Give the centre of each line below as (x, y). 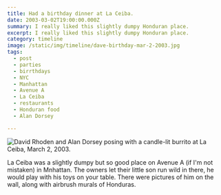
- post (23, 59)
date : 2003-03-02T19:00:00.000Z (53, 20)
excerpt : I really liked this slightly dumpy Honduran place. (98, 33)
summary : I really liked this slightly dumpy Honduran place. (98, 26)
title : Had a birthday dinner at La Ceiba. (71, 13)
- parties (27, 65)
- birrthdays (32, 71)
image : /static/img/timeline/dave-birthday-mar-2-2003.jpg (94, 45)
